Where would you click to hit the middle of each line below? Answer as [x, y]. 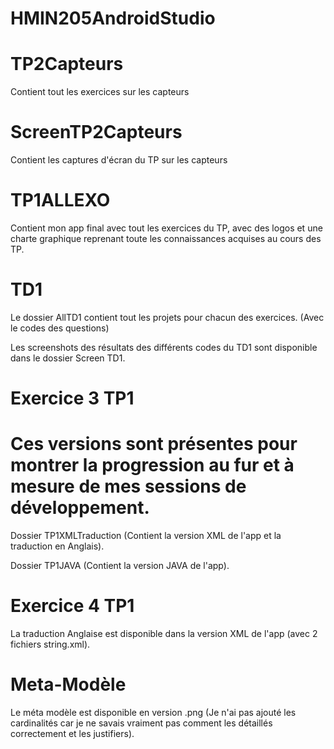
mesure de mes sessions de [128, 486]
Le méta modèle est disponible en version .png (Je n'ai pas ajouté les [153, 712]
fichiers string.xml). [50, 644]
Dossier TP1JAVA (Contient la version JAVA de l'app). [120, 566]
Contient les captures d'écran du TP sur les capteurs [119, 160]
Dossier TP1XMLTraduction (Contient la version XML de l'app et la [146, 536]
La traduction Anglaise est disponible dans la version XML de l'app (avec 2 [164, 633]
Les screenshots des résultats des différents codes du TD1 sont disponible [164, 347]
